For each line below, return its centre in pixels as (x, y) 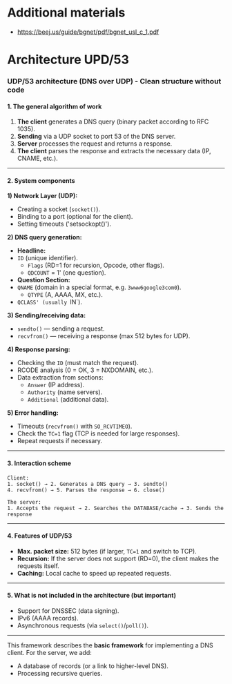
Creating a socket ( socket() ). (59, 209)
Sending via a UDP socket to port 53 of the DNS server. (96, 137)
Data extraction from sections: (60, 378)
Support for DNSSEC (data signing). (68, 611)
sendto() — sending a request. (61, 329)
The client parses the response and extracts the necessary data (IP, (114, 151)
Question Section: (43, 280)
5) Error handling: (33, 413)
